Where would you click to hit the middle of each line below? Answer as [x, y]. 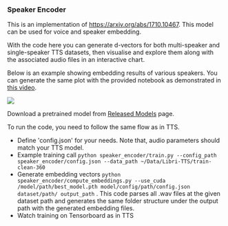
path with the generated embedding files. [76, 208]
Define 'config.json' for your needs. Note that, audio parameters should [118, 140]
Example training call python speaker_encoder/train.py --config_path [117, 155]
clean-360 [31, 168]
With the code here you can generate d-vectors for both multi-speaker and [114, 45]
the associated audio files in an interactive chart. [76, 60]
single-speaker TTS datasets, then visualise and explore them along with [111, 52]
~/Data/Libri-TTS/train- [176, 162]
